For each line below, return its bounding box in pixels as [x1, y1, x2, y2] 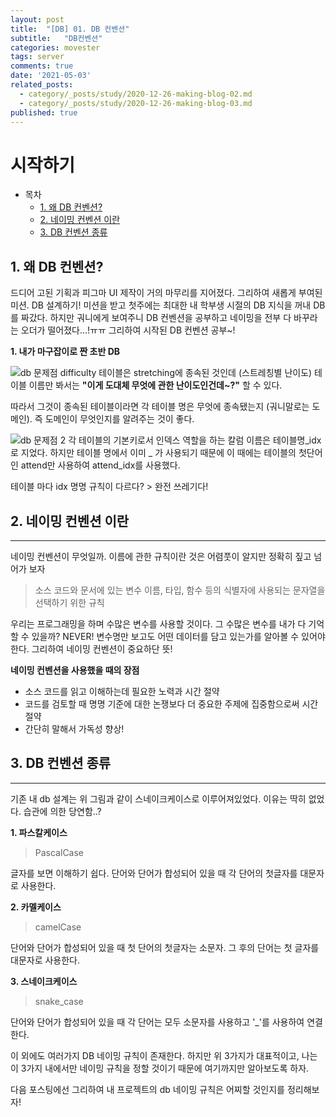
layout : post [10, 14, 65, 25]
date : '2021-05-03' [10, 71, 92, 81]
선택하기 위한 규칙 [34, 596, 105, 608]
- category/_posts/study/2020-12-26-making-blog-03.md [19, 98, 253, 108]
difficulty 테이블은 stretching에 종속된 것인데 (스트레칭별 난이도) [59, 367, 313, 379]
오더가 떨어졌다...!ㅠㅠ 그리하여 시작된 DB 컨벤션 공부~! [20, 324, 236, 336]
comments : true [10, 61, 74, 71]
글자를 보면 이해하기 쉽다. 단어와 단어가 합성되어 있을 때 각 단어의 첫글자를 [10, 867, 298, 879]
